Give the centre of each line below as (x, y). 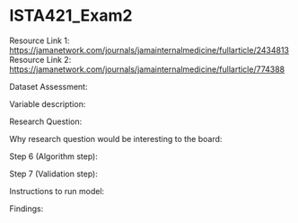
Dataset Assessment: (48, 86)
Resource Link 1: (39, 40)
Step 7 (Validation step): (54, 174)
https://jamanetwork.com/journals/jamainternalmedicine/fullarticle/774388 (147, 69)
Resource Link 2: (40, 59)
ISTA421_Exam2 (71, 16)
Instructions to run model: (57, 191)
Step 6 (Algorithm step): (54, 156)
